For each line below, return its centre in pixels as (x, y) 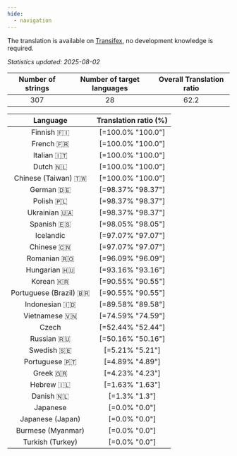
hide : (15, 14)
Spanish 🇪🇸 (50, 224)
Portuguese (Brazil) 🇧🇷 (50, 292)
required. (20, 48)
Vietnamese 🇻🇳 (50, 316)
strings (37, 88)
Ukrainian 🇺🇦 (50, 212)
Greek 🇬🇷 (50, 373)
